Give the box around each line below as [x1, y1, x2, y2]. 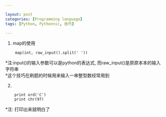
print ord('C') [14, 92, 47, 98]
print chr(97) [14, 97, 44, 102]
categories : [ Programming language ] [5, 16, 82, 22]
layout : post [5, 12, 33, 17]
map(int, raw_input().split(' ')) [15, 50, 88, 56]
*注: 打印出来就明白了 [5, 106, 50, 112]
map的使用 [12, 40, 35, 46]
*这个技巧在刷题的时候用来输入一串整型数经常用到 [5, 72, 110, 79]
